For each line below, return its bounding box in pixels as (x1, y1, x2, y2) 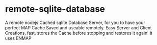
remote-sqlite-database (5, 3, 105, 15)
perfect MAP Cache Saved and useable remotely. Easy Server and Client (5, 24, 152, 30)
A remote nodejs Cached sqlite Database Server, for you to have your (5, 20, 146, 25)
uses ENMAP (5, 35, 32, 41)
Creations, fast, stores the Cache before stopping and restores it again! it (5, 30, 153, 36)
